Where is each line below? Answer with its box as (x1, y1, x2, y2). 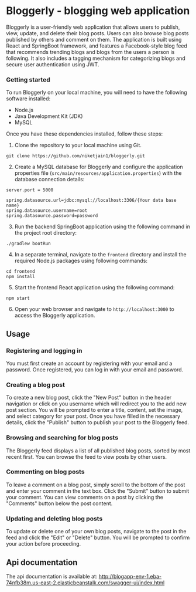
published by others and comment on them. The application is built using (6, 36, 182, 43)
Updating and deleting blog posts (6, 515, 103, 523)
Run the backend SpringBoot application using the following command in (14, 223, 190, 230)
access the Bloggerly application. (14, 312, 95, 319)
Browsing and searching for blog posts (6, 434, 119, 442)
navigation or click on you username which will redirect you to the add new (6, 400, 187, 407)
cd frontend (6, 269, 35, 275)
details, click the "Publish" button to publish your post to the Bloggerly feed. (6, 419, 189, 426)
